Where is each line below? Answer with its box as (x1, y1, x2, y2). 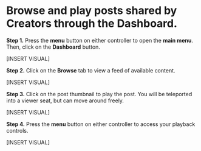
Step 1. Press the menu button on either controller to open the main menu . (6, 37, 193, 44)
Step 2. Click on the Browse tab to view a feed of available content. (6, 66, 175, 74)
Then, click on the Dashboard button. (6, 43, 100, 51)
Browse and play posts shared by (6, 4, 177, 18)
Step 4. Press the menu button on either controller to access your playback (6, 120, 196, 128)
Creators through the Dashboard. (6, 16, 178, 30)
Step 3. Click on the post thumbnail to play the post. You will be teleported (6, 90, 192, 97)
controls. (6, 127, 29, 134)
